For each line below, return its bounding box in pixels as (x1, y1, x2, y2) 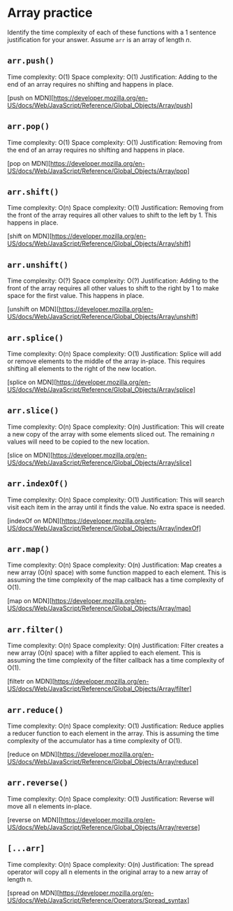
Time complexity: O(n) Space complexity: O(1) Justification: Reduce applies (7, 722, 225, 730)
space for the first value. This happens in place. (7, 292, 144, 300)
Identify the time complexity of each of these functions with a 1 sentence (7, 28, 216, 36)
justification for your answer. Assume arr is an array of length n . (7, 35, 192, 43)
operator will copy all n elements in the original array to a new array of (7, 868, 209, 876)
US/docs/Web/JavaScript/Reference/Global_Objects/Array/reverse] (7, 823, 200, 831)
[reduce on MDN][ (7, 750, 60, 758)
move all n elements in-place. (7, 802, 92, 810)
